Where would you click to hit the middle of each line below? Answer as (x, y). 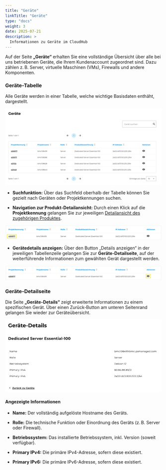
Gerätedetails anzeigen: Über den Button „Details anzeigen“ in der (81, 248)
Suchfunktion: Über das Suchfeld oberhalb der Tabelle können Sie (81, 193)
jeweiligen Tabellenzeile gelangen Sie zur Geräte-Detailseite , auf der (83, 253)
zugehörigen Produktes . (37, 218)
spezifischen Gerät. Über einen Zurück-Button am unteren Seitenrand (76, 308)
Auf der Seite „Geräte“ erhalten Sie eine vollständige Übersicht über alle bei (83, 57)
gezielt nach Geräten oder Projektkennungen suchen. (67, 198)
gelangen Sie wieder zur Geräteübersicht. (48, 313)
